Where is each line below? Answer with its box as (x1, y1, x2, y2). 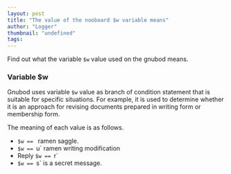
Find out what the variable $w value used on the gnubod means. (7, 55, 189, 63)
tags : (7, 36, 23, 43)
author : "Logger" (7, 23, 58, 30)
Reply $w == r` (17, 152, 59, 160)
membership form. (7, 110, 60, 119)
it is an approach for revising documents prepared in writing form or (7, 103, 201, 111)
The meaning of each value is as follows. (7, 123, 124, 132)
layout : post (7, 10, 45, 17)
